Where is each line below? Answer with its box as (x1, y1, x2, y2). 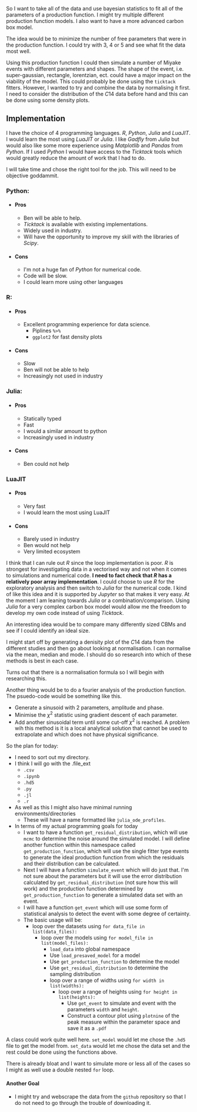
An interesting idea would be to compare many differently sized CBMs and (6, 621, 186, 628)
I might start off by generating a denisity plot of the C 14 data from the (6, 638, 175, 646)
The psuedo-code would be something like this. (6, 693, 122, 700)
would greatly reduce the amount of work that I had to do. (6, 154, 146, 161)
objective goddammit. (6, 172, 59, 179)
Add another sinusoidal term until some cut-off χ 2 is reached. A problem (14, 717, 190, 726)
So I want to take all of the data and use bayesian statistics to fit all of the (6, 5, 183, 12)
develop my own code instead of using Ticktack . (6, 610, 124, 617)
